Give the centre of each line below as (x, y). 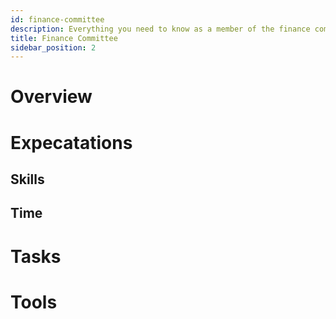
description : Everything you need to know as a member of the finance (160, 29)
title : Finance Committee (64, 38)
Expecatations (71, 142)
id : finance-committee (57, 19)
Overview (51, 97)
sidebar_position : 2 (53, 47)
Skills (27, 179)
